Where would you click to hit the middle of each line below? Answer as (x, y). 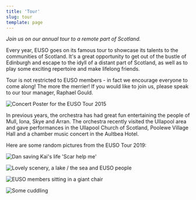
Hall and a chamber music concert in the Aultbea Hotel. (73, 134)
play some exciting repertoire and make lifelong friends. (73, 69)
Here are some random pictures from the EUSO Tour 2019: (76, 145)
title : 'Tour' (23, 11)
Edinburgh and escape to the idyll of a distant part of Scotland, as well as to (97, 63)
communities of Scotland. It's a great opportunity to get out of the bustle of (96, 57)
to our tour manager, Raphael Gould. (50, 93)
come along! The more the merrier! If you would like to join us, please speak (97, 87)
